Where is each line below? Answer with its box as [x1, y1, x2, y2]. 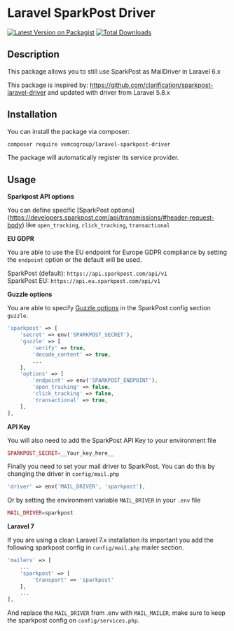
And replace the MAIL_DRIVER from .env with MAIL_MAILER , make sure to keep [7, 609, 226, 617]
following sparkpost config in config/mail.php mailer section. [7, 543, 184, 552]
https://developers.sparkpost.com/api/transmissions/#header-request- [9, 213, 215, 222]
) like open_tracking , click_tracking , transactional [22, 221, 170, 230]
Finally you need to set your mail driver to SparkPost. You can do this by [7, 462, 215, 471]
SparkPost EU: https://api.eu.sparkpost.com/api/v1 [7, 277, 161, 285]
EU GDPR [7, 234, 34, 243]
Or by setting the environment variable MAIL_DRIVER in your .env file [7, 496, 201, 505]
